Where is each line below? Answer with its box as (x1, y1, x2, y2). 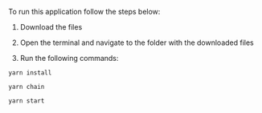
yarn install (8, 69, 52, 77)
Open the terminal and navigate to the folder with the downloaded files (19, 38, 255, 47)
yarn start (8, 97, 45, 105)
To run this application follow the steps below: (8, 7, 161, 16)
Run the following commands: (19, 54, 119, 63)
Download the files (19, 22, 83, 31)
